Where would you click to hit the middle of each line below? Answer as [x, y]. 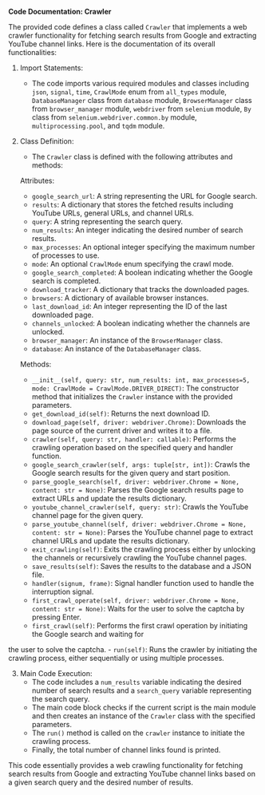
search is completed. [66, 281]
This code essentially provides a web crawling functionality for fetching [126, 765]
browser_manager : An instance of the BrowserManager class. [127, 340]
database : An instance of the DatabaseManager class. [117, 349]
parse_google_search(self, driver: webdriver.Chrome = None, [135, 482]
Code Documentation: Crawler [60, 12]
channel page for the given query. [87, 515]
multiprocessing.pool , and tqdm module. [98, 126]
